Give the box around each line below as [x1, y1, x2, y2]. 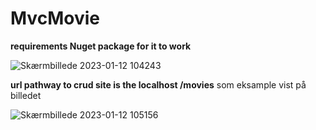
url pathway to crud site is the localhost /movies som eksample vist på [10, 78, 307, 91]
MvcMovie [10, 7, 100, 30]
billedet [10, 89, 42, 101]
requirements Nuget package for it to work [10, 40, 192, 52]
